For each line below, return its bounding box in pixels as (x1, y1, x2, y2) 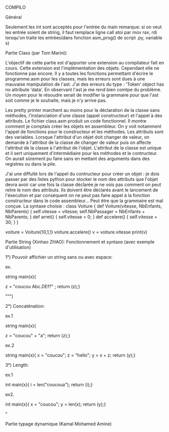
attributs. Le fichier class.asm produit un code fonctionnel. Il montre (5, 118, 147, 124)
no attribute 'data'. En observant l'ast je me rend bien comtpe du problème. (5, 87, 162, 93)
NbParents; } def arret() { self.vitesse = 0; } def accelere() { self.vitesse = (5, 214, 158, 220)
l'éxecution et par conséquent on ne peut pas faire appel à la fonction (5, 192, 150, 198)
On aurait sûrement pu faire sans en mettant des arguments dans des (5, 155, 150, 162)
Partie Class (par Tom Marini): (5, 50, 68, 56)
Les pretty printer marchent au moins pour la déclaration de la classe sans (5, 107, 160, 113)
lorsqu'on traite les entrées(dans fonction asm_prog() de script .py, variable (5, 35, 163, 41)
